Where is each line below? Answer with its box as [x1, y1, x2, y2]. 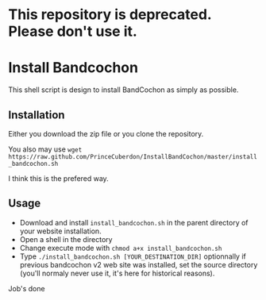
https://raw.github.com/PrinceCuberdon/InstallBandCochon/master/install [8, 152, 258, 160]
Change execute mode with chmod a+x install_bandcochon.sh [19, 243, 222, 252]
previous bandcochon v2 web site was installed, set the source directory [19, 260, 258, 269]
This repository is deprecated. [8, 6, 212, 24]
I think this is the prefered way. [8, 173, 109, 183]
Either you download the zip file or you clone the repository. [8, 129, 204, 138]
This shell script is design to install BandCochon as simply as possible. [8, 85, 239, 94]
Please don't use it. [8, 22, 137, 40]
